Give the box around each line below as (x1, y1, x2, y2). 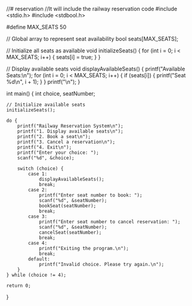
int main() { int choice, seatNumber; (6, 90, 95, 97)
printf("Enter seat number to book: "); (38, 192, 143, 198)
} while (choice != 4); (6, 272, 67, 278)
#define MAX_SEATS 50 (6, 24, 67, 30)
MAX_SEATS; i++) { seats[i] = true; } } (6, 54, 101, 60)
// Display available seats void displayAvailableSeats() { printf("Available (6, 65, 185, 72)
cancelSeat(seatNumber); (38, 229, 102, 235)
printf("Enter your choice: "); (17, 150, 99, 156)
